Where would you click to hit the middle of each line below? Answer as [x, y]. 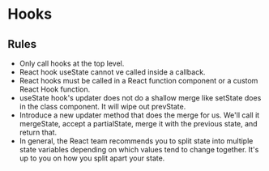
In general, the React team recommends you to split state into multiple [136, 141]
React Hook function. [55, 89]
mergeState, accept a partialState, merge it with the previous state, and [138, 124]
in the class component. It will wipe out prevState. [102, 107]
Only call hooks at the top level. [72, 63]
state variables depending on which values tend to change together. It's [139, 150]
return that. [38, 132]
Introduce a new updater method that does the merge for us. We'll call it [139, 115]
